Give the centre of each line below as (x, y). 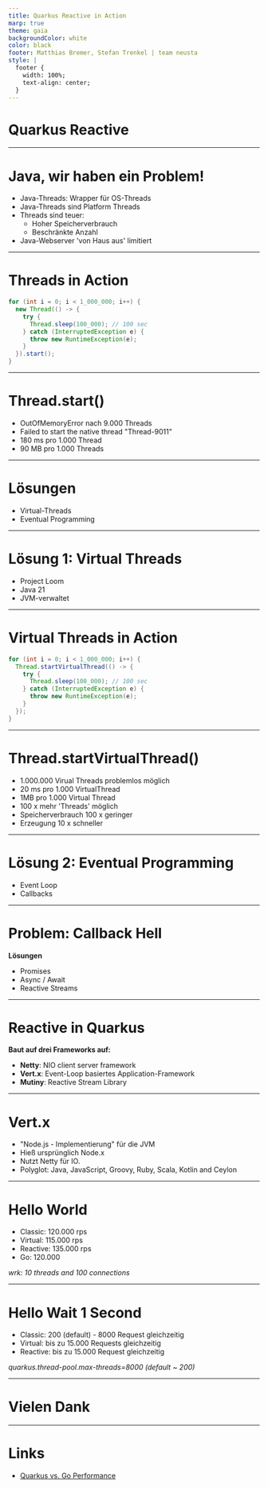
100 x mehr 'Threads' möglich (69, 806)
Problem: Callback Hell (85, 933)
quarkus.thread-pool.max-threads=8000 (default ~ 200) (102, 1367)
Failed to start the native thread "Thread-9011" (96, 432)
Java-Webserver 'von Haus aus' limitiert (86, 241)
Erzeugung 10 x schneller (61, 823)
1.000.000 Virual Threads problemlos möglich (95, 780)
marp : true (26, 23)
